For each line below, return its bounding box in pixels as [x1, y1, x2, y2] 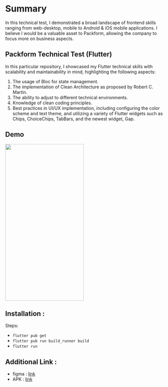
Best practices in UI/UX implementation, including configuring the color [12, 105, 160, 111]
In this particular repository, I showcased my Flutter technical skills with [5, 63, 153, 69]
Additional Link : [5, 357, 57, 366]
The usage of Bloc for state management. [12, 78, 99, 84]
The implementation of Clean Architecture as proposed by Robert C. [12, 84, 153, 90]
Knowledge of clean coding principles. [12, 100, 92, 106]
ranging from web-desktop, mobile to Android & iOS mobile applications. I [5, 25, 157, 31]
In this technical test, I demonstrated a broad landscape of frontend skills [5, 20, 156, 26]
